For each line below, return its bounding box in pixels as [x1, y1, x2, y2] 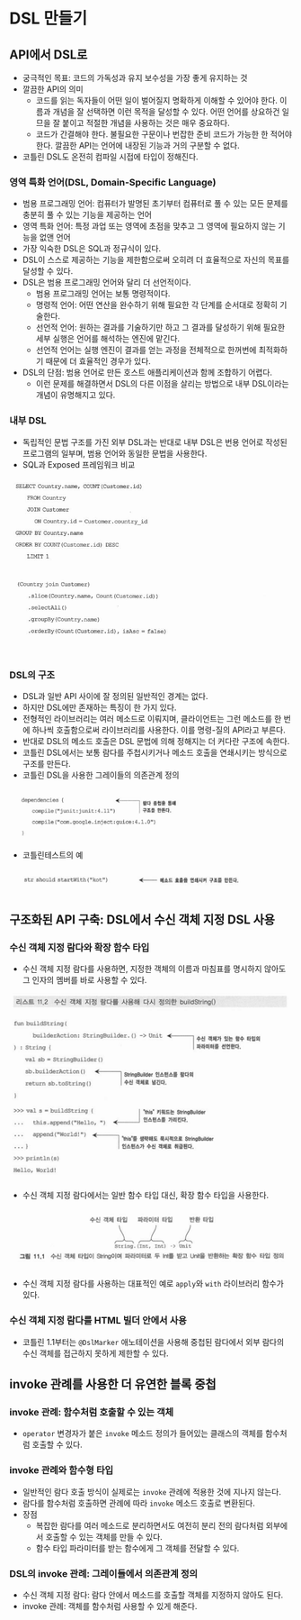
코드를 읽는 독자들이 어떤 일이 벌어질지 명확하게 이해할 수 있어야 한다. [35, 96, 279, 105]
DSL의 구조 [9, 669, 56, 681]
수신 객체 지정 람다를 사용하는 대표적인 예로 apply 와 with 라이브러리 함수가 [22, 1279, 285, 1289]
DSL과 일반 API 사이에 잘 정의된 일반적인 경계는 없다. [22, 690, 208, 701]
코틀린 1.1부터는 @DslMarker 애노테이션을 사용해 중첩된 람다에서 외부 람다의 [22, 1336, 285, 1347]
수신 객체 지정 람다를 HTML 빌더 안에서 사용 [9, 1315, 187, 1327]
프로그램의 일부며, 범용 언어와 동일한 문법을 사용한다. [22, 448, 208, 459]
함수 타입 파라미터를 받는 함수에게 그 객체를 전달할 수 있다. [35, 1543, 240, 1553]
